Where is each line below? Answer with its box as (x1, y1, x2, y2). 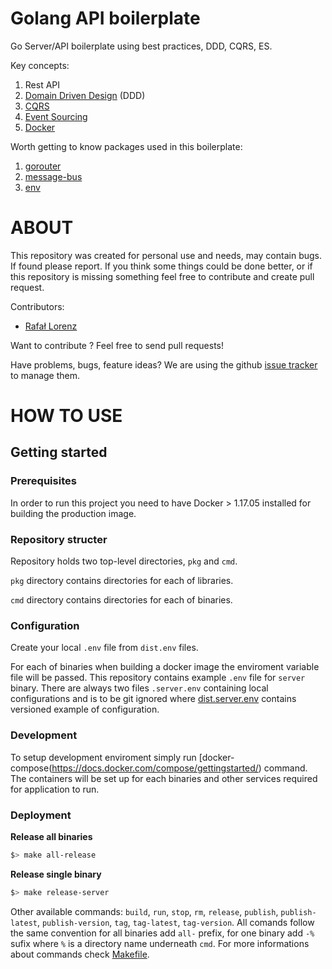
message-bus (24, 170, 83, 182)
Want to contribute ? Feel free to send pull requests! (10, 339, 225, 351)
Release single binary (10, 868, 102, 880)
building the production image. (10, 507, 137, 519)
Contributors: (10, 300, 65, 312)
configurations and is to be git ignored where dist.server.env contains (10, 693, 297, 705)
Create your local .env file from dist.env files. (10, 642, 199, 654)
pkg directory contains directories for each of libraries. (10, 575, 234, 587)
